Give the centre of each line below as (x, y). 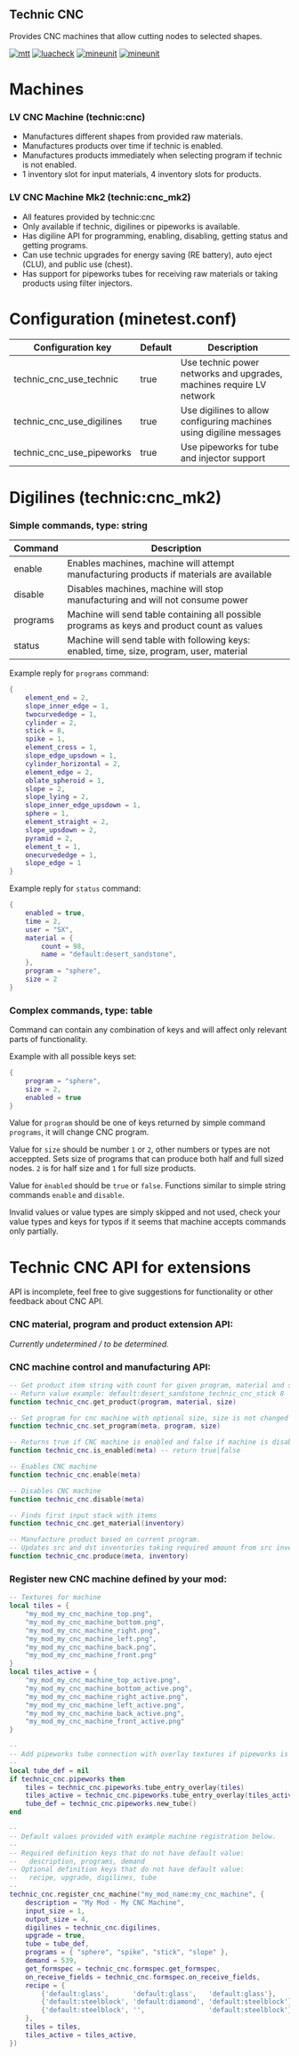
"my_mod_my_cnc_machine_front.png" (91, 1655)
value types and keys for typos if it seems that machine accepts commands (148, 1222)
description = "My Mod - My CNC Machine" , (105, 1902)
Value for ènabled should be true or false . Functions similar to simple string (148, 1186)
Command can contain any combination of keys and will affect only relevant (148, 1030)
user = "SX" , (49, 929)
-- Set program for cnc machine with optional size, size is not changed (149, 1418)
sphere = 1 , (47, 813)
